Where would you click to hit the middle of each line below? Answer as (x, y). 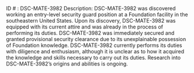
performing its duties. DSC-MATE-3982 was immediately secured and (90, 33)
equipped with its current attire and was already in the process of (85, 27)
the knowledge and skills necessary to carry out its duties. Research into (93, 58)
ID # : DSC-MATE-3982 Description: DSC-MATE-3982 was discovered (91, 8)
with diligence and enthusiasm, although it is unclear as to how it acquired (95, 51)
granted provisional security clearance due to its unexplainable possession (96, 39)
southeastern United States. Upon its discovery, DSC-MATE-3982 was (91, 21)
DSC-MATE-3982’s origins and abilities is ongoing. (67, 64)
